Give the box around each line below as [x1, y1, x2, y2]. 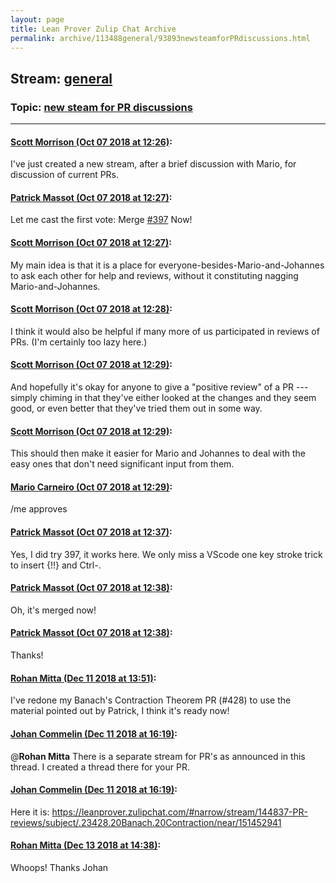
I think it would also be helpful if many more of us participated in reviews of [10, 325, 320, 337]
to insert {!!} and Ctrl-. [10, 559, 102, 571]
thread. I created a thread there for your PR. [10, 761, 190, 773]
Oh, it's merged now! [10, 604, 97, 616]
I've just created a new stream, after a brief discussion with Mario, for [10, 158, 297, 170]
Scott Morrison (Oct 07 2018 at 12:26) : [10, 136, 173, 148]
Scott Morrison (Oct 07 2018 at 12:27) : [10, 237, 172, 249]
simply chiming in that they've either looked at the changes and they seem [10, 392, 317, 404]
